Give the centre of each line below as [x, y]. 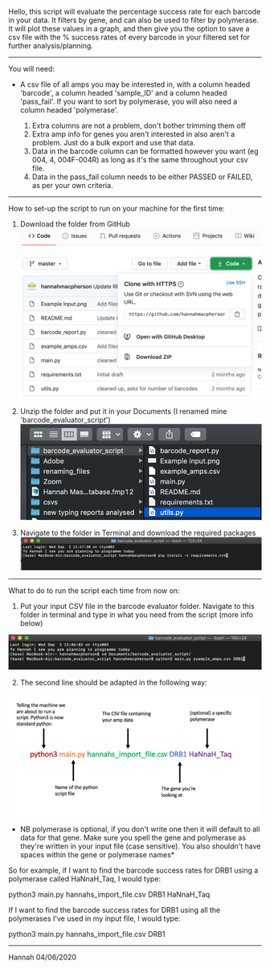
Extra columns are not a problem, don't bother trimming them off [139, 125]
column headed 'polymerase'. [69, 110]
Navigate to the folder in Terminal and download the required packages [138, 533]
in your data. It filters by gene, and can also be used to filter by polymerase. [134, 20]
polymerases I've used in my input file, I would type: [94, 918]
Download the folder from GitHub [75, 224]
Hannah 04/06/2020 [43, 957]
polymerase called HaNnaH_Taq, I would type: [85, 879]
